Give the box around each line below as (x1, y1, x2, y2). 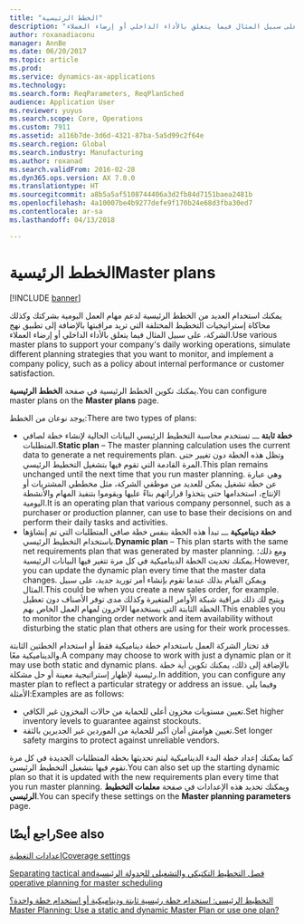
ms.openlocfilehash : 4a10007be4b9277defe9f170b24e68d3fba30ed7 (9, 198, 253, 208)
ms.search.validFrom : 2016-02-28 (9, 165, 136, 174)
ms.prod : (9, 64, 43, 73)
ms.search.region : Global (9, 140, 107, 149)
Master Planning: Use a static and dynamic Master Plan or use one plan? (9, 905, 280, 916)
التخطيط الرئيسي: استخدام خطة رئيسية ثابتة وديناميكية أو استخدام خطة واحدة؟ (9, 895, 274, 906)
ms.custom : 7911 (9, 123, 71, 132)
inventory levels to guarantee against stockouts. (22, 715, 202, 726)
